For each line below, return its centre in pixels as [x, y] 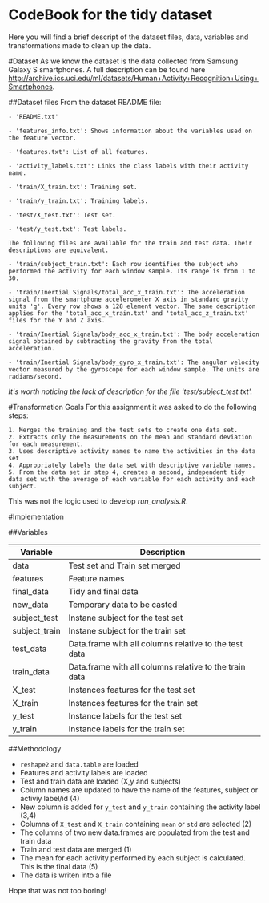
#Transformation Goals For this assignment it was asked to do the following [133, 407]
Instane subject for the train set [127, 630]
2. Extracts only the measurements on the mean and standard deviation [130, 437]
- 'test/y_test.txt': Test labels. [68, 229]
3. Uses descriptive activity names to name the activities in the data [132, 451]
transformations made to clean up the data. [80, 45]
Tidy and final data [103, 591]
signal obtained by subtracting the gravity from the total [111, 341]
